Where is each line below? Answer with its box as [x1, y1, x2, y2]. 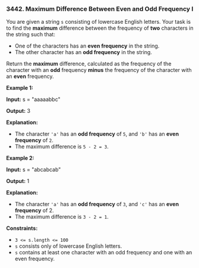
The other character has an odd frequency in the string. [14, 49, 153, 56]
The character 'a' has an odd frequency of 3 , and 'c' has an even [14, 201, 179, 208]
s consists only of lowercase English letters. [14, 242, 122, 250]
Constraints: [6, 225, 38, 232]
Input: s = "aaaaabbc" [6, 96, 61, 103]
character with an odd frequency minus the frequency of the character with [6, 67, 192, 74]
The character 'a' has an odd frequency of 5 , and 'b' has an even [14, 130, 179, 138]
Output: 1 [6, 178, 30, 185]
